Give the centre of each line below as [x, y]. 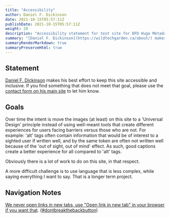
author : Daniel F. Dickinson [36, 15]
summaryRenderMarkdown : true [36, 43]
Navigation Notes [33, 192]
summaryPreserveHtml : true [34, 48]
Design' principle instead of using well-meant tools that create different [79, 125]
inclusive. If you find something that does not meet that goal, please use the [84, 86]
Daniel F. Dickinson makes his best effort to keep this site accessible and [81, 80]
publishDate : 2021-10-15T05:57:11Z [43, 24]
